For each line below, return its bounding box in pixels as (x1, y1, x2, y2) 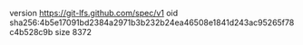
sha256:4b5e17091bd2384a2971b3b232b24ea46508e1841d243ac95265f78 (9, 17, 295, 28)
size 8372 (54, 27, 93, 37)
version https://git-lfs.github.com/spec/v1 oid (9, 8, 179, 18)
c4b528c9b (9, 27, 54, 37)
